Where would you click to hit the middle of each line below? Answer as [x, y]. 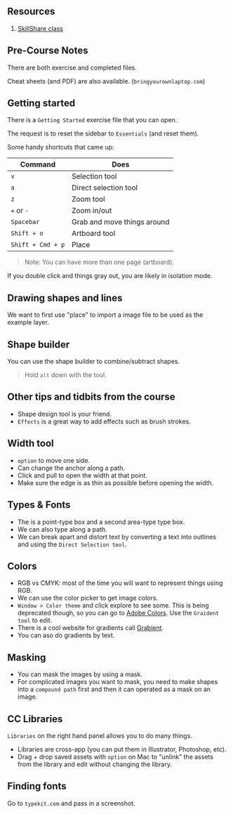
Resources [31, 12]
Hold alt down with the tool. [65, 375]
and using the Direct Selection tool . [72, 544]
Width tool [31, 444]
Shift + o [27, 234]
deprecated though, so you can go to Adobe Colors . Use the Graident [118, 613]
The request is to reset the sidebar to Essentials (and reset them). [103, 133]
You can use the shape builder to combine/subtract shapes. [94, 362]
